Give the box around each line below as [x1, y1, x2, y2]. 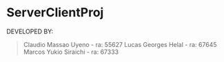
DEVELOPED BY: [6, 27, 54, 35]
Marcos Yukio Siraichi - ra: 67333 [23, 48, 119, 56]
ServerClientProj [6, 5, 104, 20]
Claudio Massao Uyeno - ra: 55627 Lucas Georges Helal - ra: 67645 [23, 40, 217, 48]
